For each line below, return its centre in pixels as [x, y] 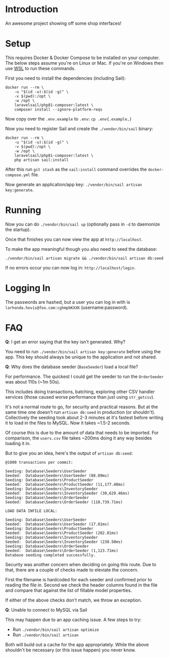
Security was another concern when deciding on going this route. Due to [81, 564]
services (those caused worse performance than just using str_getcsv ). [80, 397]
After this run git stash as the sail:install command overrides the [76, 169]
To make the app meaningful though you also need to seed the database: [81, 249]
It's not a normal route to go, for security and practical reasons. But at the [81, 407]
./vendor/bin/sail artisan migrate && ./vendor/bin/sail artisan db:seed [84, 258]
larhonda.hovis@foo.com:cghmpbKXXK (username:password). [67, 307]
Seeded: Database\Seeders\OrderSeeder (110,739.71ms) [64, 502]
